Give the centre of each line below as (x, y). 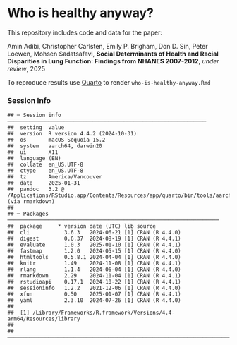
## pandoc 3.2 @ (36, 189)
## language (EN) (34, 159)
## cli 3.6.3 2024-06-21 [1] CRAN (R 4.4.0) (94, 233)
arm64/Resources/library (44, 319)
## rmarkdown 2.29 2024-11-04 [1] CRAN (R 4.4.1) (94, 276)
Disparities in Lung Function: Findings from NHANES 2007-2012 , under (114, 61)
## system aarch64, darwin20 (55, 146)
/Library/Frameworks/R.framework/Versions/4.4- (104, 313)
